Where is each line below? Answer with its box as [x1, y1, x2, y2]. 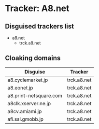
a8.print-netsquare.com [7, 92, 63, 99]
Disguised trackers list [5, 22, 74, 30]
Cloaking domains [5, 54, 61, 62]
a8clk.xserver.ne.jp [7, 100, 51, 107]
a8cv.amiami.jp [7, 108, 42, 115]
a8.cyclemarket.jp [7, 76, 48, 83]
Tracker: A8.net [5, 3, 70, 14]
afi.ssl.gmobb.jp [7, 115, 44, 122]
